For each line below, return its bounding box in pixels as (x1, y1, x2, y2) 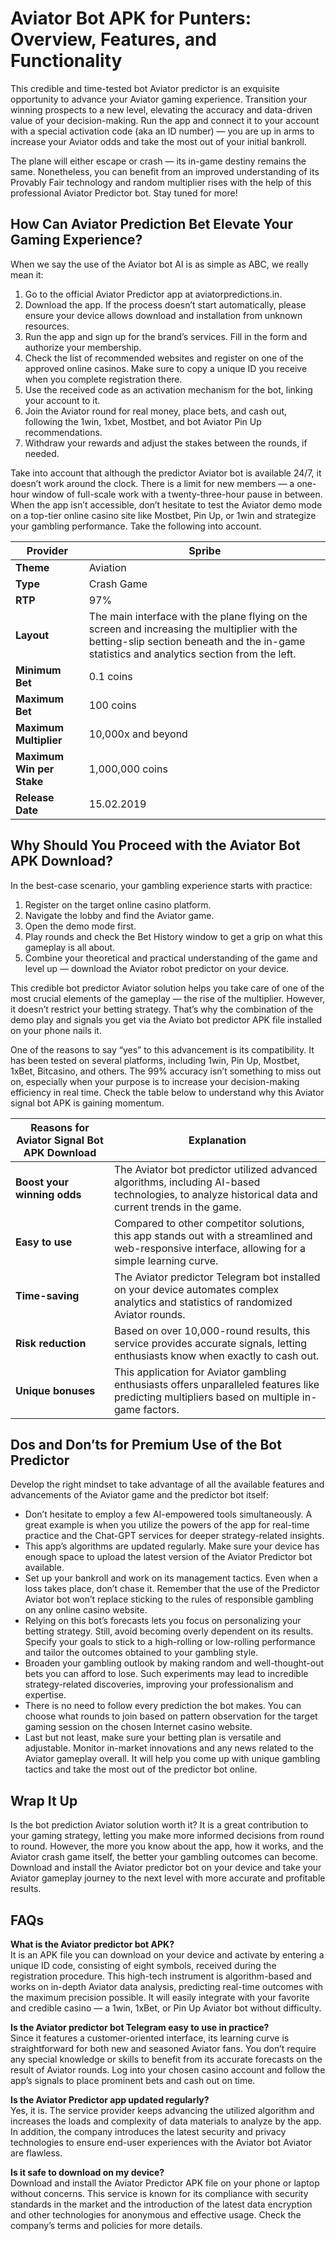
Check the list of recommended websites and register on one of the (24, 352, 304, 364)
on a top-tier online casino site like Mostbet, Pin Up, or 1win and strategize (10, 509, 317, 521)
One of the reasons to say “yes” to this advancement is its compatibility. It (10, 1043, 315, 1056)
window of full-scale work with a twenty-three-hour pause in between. (31, 488, 323, 500)
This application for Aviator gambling (114, 1365, 287, 1379)
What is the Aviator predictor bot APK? (10, 1938, 175, 1950)
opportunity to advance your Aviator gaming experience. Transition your (10, 93, 308, 105)
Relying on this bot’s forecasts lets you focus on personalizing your (24, 1615, 302, 1627)
